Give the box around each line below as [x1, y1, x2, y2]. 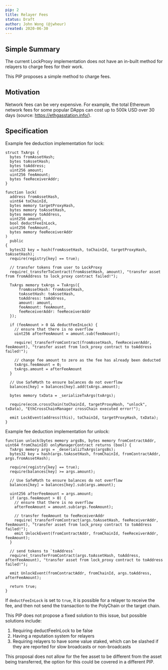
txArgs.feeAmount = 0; [14, 362, 62, 367]
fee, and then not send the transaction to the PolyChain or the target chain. [5, 602, 160, 608]
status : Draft [5, 17, 35, 22]
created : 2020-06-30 [5, 26, 49, 31]
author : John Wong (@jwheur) [5, 21, 66, 27]
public [10, 238, 24, 243]
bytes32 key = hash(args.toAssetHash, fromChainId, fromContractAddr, [10, 451, 161, 456]
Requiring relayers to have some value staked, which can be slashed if [12, 638, 158, 644]
